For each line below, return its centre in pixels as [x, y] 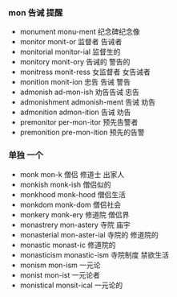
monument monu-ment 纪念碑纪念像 [80, 32]
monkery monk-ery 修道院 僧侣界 [74, 214]
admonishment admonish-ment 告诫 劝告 [88, 102]
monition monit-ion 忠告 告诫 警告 [75, 82]
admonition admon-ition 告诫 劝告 [75, 112]
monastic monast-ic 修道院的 [68, 245]
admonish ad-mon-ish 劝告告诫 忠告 [80, 92]
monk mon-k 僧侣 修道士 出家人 [72, 174]
